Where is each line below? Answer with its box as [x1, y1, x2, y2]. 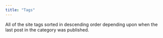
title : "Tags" [5, 7, 36, 13]
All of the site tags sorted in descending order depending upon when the [5, 21, 158, 27]
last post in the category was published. [5, 26, 89, 33]
